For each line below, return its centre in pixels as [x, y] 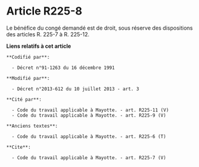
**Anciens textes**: [32, 126]
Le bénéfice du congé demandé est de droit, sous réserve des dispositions [99, 28]
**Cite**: [19, 147]
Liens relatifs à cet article [39, 46]
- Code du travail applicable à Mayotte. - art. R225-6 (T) [89, 136]
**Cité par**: [24, 99]
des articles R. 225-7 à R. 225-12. [48, 34]
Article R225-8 [44, 11]
